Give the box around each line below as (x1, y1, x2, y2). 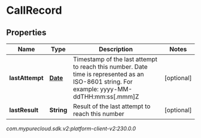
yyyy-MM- (100, 85, 133, 93)
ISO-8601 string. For (72, 78, 133, 85)
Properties (6, 27, 47, 38)
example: (72, 85, 99, 93)
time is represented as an (72, 70, 144, 78)
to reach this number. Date (72, 63, 148, 70)
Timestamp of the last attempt (72, 55, 157, 63)
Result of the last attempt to (72, 102, 151, 111)
